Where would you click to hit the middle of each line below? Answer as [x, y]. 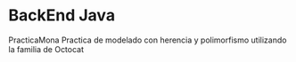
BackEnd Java [62, 15]
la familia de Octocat [46, 49]
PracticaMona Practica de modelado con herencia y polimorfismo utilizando [148, 40]
